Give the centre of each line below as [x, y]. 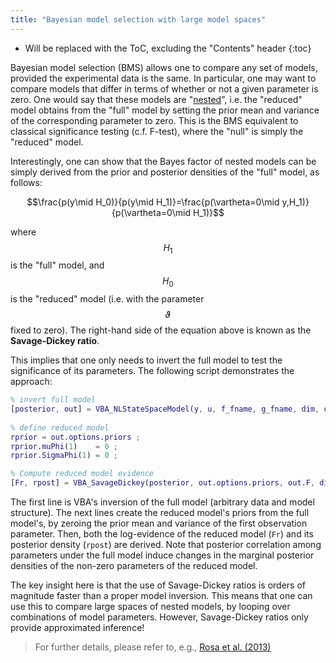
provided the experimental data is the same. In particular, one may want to [163, 78]
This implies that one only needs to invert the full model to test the [146, 360]
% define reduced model [60, 427]
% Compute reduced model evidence [82, 474]
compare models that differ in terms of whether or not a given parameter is [164, 88]
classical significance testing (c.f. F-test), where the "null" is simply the [157, 131]
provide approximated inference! [77, 628]
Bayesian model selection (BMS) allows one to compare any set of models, [164, 67]
